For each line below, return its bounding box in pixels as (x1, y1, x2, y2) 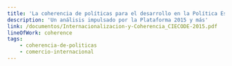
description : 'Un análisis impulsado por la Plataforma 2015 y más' (7, 16, 209, 23)
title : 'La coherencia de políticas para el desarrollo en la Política (7, 10, 217, 17)
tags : (7, 36, 23, 43)
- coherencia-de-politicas (19, 42, 97, 49)
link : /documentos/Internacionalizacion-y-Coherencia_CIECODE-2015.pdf (7, 23, 217, 30)
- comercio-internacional (19, 49, 95, 56)
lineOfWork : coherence (7, 29, 72, 36)
